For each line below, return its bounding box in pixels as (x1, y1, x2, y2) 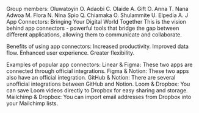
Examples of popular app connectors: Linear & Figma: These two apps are (6, 61, 193, 68)
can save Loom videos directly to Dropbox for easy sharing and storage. (6, 87, 188, 94)
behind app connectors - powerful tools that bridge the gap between (6, 24, 179, 32)
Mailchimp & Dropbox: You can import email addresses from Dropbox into (6, 94, 192, 100)
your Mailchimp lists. (6, 100, 59, 107)
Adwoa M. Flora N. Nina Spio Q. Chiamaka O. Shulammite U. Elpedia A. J (6, 12, 188, 19)
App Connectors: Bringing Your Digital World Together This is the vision (6, 18, 186, 25)
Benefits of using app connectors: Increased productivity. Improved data (6, 43, 189, 50)
